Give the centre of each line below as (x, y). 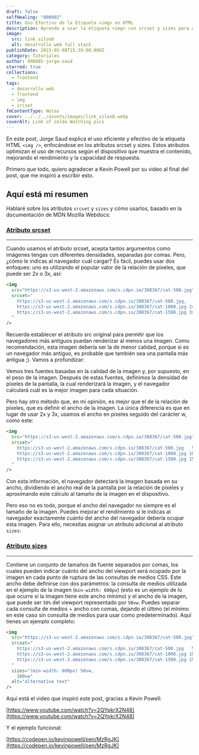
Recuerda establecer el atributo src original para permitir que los (85, 335)
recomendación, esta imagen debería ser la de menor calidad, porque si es (98, 347)
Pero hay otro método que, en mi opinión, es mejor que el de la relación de (97, 402)
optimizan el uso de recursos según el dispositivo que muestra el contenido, (99, 151)
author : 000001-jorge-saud (39, 61)
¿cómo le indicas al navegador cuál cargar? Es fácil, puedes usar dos (90, 261)
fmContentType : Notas (33, 111)
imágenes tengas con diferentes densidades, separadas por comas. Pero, (96, 255)
